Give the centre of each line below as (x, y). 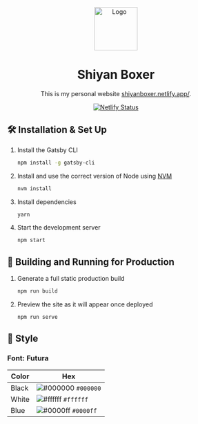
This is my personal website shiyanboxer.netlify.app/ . (116, 93)
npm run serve (37, 317)
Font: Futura (28, 358)
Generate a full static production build (71, 279)
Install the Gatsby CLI (47, 150)
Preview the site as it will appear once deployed (85, 304)
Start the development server (59, 228)
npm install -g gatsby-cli (56, 163)
